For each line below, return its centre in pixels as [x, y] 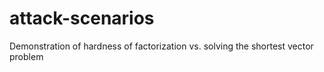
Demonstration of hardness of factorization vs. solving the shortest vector [161, 46]
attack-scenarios [82, 18]
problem [26, 56]
